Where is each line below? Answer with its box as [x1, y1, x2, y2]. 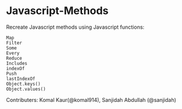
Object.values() [6, 86, 46, 92]
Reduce [6, 55, 22, 61]
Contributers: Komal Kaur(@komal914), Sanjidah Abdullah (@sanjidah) [6, 96, 177, 103]
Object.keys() [6, 81, 41, 87]
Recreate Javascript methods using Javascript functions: [6, 23, 145, 30]
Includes [6, 60, 28, 66]
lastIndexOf [6, 76, 35, 81]
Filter [6, 40, 22, 46]
